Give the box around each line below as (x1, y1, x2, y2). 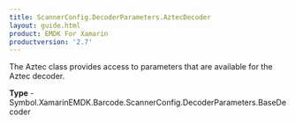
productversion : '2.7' (9, 37, 93, 47)
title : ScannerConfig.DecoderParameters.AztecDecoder (9, 12, 212, 22)
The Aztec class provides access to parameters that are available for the (9, 62, 273, 72)
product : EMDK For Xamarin (9, 29, 109, 38)
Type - (9, 88, 34, 98)
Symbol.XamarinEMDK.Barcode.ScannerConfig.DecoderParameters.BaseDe (9, 98, 287, 108)
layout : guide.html (9, 21, 81, 30)
